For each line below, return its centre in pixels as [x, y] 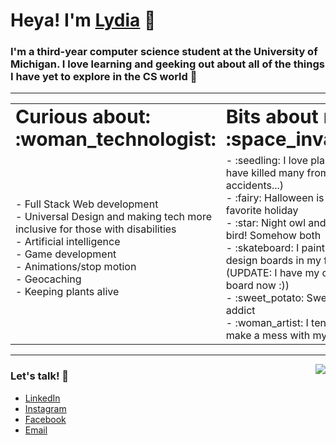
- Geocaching [48, 279]
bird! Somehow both [273, 236]
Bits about [272, 117]
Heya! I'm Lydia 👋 [83, 20]
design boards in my [273, 261]
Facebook [45, 419]
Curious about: [83, 117]
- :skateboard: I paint [275, 248]
